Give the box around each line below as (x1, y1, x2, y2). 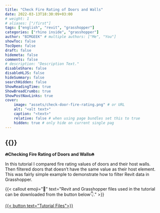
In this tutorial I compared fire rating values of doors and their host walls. (5, 161, 151, 167)
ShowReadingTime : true (5, 84, 51, 89)
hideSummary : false (5, 75, 45, 80)
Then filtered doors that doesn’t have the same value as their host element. (5, 166, 156, 172)
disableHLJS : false (5, 71, 45, 76)
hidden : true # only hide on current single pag (14, 120, 114, 125)
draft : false (5, 48, 32, 53)
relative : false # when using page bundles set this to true (14, 116, 140, 121)
